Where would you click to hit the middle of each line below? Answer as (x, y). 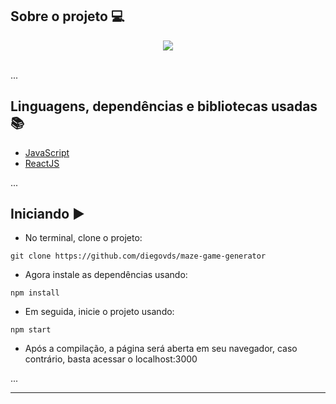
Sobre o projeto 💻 (67, 16)
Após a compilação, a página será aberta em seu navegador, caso (161, 349)
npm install (35, 293)
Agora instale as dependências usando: (106, 275)
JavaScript (47, 152)
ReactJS (42, 163)
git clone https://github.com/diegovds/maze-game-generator (138, 256)
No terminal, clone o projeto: (83, 238)
